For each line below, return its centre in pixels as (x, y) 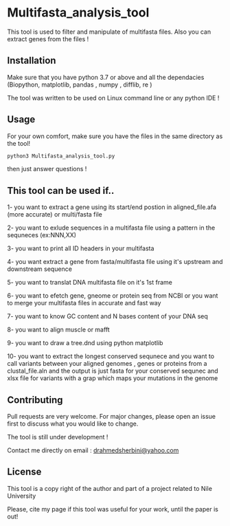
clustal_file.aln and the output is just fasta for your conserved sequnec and (113, 371)
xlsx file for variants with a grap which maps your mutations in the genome (113, 378)
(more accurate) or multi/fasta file (55, 215)
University (22, 496)
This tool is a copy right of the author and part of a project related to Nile (110, 488)
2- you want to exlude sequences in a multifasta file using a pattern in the (111, 228)
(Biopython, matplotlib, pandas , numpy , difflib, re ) (80, 85)
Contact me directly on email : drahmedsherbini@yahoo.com (93, 450)
